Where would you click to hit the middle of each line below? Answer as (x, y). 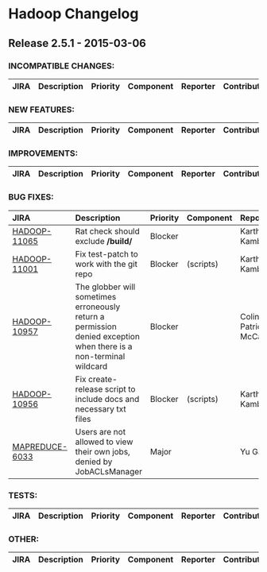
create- (103, 379)
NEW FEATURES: (42, 110)
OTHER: (24, 539)
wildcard (91, 366)
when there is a (104, 346)
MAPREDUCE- (40, 446)
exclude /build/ (104, 241)
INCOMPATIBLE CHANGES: (62, 66)
